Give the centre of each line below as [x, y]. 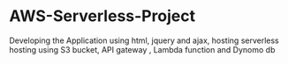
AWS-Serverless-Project [102, 16]
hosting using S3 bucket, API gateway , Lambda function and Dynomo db [142, 49]
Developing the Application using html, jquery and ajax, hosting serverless [144, 40]
